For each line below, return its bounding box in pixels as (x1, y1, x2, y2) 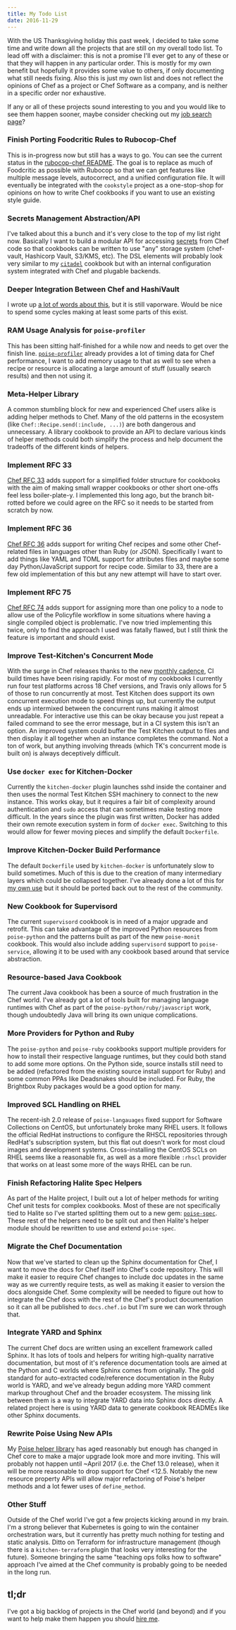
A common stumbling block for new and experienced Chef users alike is (7, 405, 216, 413)
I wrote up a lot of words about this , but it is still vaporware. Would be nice (7, 300, 223, 309)
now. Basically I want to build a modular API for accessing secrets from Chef (7, 237, 229, 245)
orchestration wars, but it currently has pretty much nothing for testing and (7, 1531, 225, 1539)
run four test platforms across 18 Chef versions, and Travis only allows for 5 (7, 681, 227, 691)
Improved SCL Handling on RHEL (7, 1099, 121, 1109)
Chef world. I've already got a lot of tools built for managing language (7, 996, 209, 1004)
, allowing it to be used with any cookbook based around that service (29, 947, 230, 956)
